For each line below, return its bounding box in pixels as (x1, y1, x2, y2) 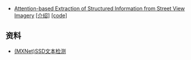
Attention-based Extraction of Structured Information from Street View (14, 5, 185, 12)
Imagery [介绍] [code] (14, 12, 67, 19)
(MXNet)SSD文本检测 (14, 47, 66, 55)
